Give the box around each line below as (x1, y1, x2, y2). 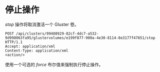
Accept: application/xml (5, 44, 55, 49)
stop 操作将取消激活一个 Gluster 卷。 (5, 21, 79, 27)
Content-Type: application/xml (5, 48, 69, 53)
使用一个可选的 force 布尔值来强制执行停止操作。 (5, 61, 104, 67)
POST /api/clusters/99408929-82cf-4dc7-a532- (5, 31, 99, 36)
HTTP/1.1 (5, 39, 23, 44)
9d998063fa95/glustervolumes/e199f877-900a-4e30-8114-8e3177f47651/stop (5, 35, 156, 40)
